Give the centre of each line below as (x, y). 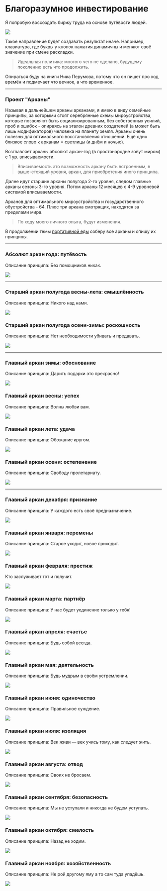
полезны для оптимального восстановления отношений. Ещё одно (76, 137)
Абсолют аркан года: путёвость (46, 254)
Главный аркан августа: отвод (44, 764)
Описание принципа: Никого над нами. (47, 303)
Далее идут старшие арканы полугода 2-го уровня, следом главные (78, 182)
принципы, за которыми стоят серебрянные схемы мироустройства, (78, 115)
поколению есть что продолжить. (53, 67)
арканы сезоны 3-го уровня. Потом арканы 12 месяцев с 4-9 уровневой (82, 187)
